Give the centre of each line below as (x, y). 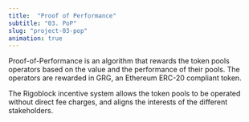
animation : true (35, 38)
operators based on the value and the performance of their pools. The (124, 70)
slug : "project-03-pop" (48, 31)
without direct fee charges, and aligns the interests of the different (118, 102)
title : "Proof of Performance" (62, 16)
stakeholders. (31, 111)
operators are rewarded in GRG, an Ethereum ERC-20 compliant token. (125, 78)
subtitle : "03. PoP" (43, 23)
